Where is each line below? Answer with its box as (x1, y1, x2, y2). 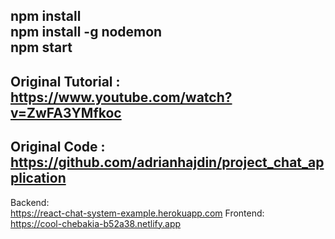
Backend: (10, 196, 50, 208)
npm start (10, 39, 73, 56)
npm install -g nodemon (10, 24, 163, 41)
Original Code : (10, 139, 106, 156)
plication (10, 170, 67, 187)
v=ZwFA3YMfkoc (10, 104, 122, 121)
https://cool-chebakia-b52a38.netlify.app (10, 217, 182, 229)
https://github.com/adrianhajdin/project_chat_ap (10, 154, 325, 171)
